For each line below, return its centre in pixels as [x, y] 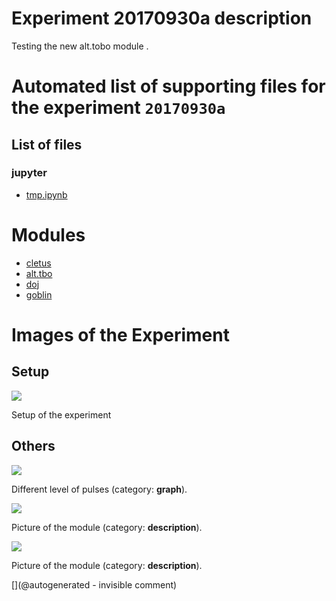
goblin [39, 294]
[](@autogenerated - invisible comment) [94, 584]
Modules [48, 235]
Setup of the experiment [61, 414]
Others [33, 446]
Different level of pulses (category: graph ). [99, 489]
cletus [38, 263]
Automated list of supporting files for [168, 86]
